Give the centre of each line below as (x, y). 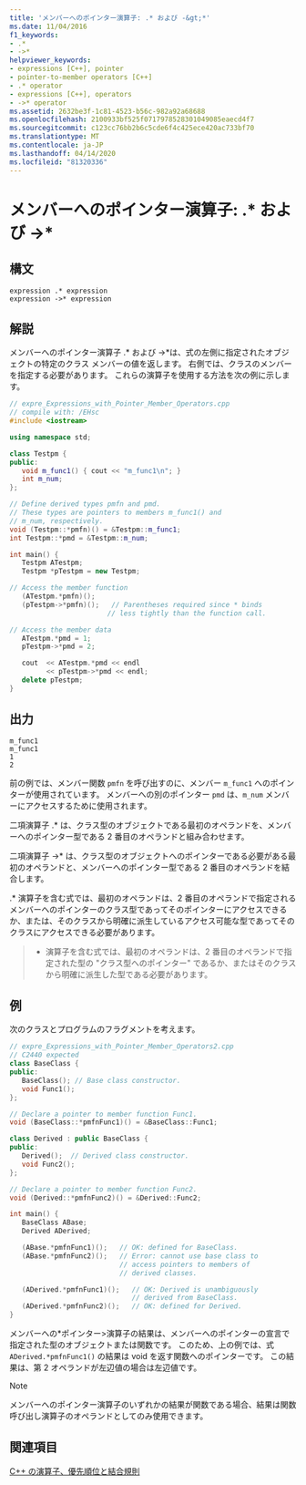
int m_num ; (42, 480)
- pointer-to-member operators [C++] (81, 77)
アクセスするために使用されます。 (88, 805)
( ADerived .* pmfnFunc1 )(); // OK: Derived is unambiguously (140, 1289)
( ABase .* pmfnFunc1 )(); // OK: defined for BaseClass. (130, 1248)
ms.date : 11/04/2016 (49, 26)
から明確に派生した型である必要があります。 (129, 974)
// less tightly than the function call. (187, 613)
